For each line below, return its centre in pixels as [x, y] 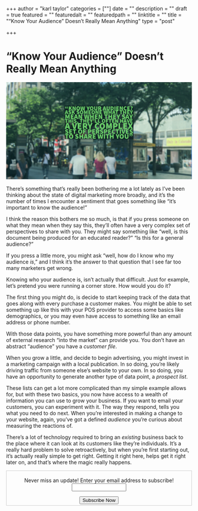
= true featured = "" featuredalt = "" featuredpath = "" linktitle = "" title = [94, 15]
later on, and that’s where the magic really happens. [69, 463]
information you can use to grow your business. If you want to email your [95, 401]
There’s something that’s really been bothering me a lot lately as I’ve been [95, 189]
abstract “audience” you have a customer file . [62, 346]
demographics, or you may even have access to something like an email [93, 316]
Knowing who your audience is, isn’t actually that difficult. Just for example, [98, 279]
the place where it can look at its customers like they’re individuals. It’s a [94, 444]
